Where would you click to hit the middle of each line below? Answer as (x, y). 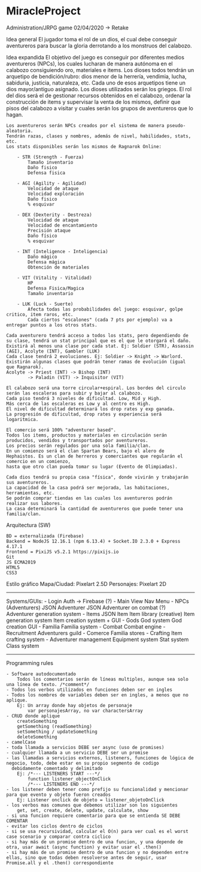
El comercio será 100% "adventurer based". (61, 430)
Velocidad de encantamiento (63, 225)
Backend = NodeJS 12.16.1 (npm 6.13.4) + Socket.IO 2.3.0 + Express (93, 541)
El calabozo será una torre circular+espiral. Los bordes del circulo (96, 388)
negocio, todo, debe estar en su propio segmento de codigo (83, 763)
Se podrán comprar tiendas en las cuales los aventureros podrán (89, 498)
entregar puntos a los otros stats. (52, 325)
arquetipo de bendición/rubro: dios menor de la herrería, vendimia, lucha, (96, 76)
